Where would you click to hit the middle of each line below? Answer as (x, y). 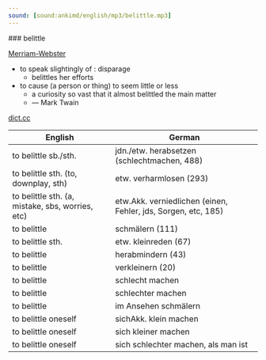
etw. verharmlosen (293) (161, 178)
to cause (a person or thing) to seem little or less (99, 85)
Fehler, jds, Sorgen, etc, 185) (169, 210)
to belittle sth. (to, (45, 173)
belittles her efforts (63, 77)
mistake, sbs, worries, (53, 206)
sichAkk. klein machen (157, 319)
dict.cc (19, 117)
